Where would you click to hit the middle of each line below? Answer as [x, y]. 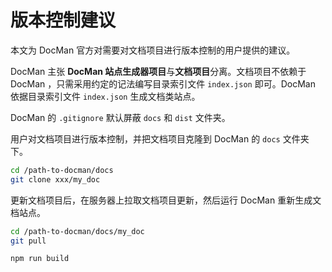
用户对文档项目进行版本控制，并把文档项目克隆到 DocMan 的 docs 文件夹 [160, 138]
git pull [28, 241]
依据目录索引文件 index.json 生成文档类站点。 [105, 96]
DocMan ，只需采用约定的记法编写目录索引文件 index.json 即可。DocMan [163, 83]
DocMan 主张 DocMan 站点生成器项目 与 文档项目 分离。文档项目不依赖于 [158, 71]
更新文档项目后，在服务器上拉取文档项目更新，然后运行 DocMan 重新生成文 [166, 200]
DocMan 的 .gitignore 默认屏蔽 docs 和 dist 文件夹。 [120, 117]
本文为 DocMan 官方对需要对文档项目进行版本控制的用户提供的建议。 [153, 50]
